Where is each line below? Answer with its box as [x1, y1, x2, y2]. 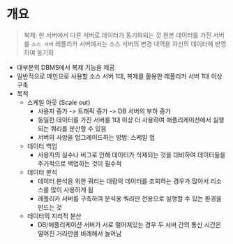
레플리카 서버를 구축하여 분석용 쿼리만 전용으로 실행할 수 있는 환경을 [37, 194, 223, 203]
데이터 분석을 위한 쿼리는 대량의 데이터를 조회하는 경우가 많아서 [37, 176, 209, 185]
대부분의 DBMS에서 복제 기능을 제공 [16, 63, 115, 71]
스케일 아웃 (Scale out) [27, 98, 91, 106]
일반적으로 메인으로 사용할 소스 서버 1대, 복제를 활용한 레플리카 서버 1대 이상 [16, 71, 223, 80]
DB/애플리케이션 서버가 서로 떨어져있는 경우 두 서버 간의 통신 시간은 [37, 220, 221, 229]
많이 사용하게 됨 [50, 185, 94, 194]
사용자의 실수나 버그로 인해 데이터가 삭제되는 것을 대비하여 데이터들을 [37, 150, 226, 159]
